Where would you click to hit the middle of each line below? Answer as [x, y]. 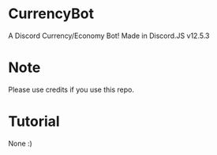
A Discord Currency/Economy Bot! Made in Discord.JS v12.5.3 [109, 36]
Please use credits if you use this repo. [71, 89]
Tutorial [34, 121]
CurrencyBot [51, 14]
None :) [21, 143]
